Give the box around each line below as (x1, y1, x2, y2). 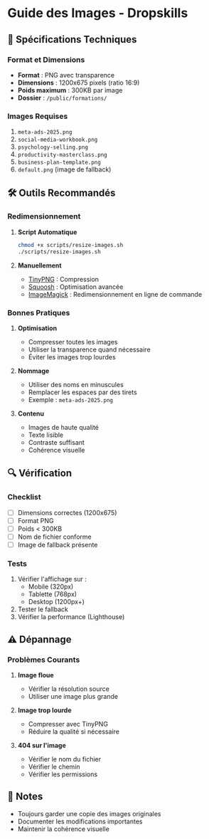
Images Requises (7, 111, 68, 121)
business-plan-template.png (17, 159, 101, 167)
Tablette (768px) (28, 590, 77, 598)
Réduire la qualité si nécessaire (28, 727, 119, 736)
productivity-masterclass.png (17, 152, 108, 159)
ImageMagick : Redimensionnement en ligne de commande (28, 290, 203, 298)
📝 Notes (7, 791, 43, 803)
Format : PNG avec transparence (17, 70, 115, 79)
